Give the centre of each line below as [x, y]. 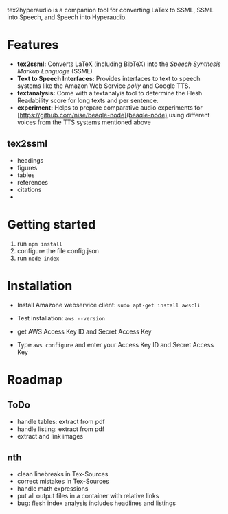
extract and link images [50, 436]
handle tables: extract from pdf [61, 421]
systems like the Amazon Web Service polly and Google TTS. [104, 86]
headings [30, 160]
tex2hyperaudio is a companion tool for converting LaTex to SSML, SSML [111, 10]
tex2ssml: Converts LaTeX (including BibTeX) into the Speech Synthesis [119, 64]
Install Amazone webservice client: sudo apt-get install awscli [109, 305]
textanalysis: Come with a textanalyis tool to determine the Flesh [110, 93]
